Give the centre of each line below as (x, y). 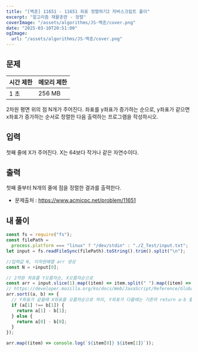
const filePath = (27, 240)
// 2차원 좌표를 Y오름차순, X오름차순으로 (49, 278)
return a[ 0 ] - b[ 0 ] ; (42, 321)
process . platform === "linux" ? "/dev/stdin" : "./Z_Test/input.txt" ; (100, 245)
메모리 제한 (53, 82)
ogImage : (17, 34)
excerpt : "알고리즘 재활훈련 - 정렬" (46, 17)
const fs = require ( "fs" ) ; (39, 235)
